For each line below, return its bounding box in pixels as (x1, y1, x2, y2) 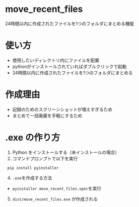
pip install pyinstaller (7, 165, 59, 170)
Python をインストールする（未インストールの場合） (12, 149, 120, 155)
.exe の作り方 (5, 132, 61, 143)
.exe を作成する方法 (12, 175, 52, 181)
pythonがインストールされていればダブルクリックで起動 (12, 63, 127, 69)
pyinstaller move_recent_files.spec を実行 (12, 185, 102, 191)
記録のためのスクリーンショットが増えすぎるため (12, 106, 113, 112)
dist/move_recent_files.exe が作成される (12, 196, 98, 202)
